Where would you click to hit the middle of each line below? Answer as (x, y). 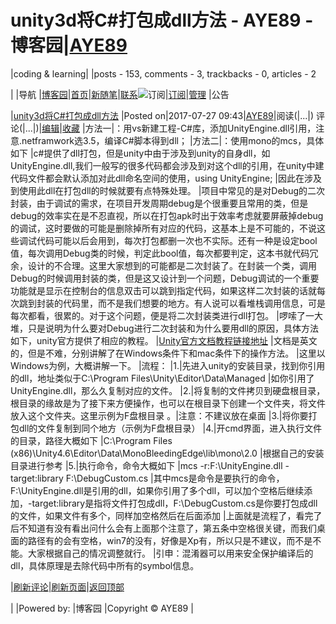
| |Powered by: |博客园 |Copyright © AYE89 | (102, 608)
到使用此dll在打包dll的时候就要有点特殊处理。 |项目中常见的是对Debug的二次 (168, 190)
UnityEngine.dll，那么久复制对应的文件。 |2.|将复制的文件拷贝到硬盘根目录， (168, 390)
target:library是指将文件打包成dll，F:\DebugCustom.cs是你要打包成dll (174, 503)
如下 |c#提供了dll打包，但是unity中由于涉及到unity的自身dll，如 (140, 153)
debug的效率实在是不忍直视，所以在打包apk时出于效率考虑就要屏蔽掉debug (167, 215)
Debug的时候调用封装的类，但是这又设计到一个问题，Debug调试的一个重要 (165, 278)
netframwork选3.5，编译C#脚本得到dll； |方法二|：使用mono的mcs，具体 (173, 140)
